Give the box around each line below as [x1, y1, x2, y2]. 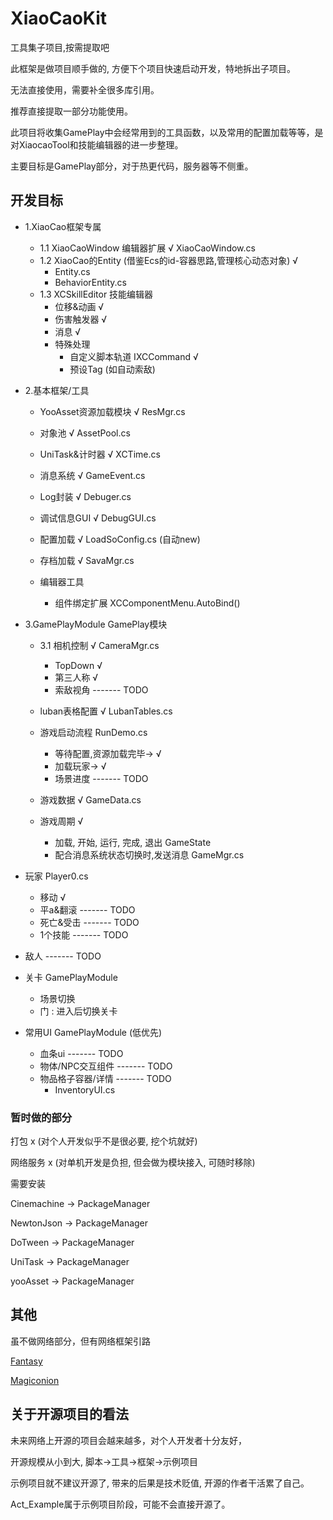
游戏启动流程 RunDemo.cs [39, 726, 148, 738]
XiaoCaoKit [10, 7, 108, 30]
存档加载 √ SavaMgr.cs [39, 554, 135, 566]
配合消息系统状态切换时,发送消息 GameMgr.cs [54, 848, 245, 861]
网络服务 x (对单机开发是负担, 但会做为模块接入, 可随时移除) [10, 1157, 256, 1169]
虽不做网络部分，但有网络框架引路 [10, 1335, 151, 1347]
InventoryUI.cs [54, 1083, 116, 1096]
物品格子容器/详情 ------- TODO [39, 1072, 172, 1084]
